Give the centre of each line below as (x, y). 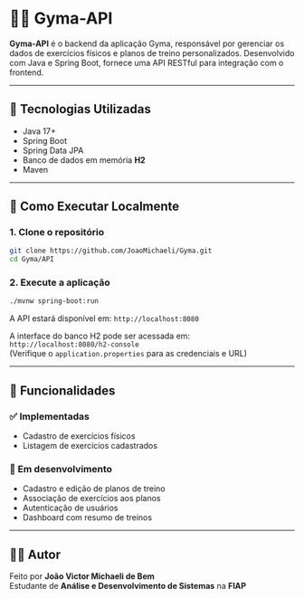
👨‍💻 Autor (35, 554)
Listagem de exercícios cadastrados (90, 446)
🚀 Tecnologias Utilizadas (80, 109)
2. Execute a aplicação (60, 282)
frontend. (27, 72)
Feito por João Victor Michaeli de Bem (82, 576)
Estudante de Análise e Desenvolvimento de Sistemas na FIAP (128, 586)
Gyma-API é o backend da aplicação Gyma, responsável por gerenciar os (147, 43)
